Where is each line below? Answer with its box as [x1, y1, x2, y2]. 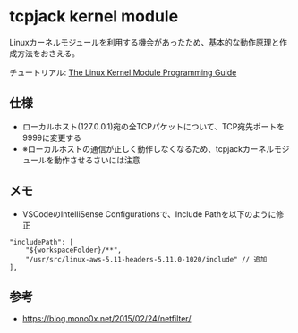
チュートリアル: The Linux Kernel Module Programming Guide [9, 67, 237, 78]
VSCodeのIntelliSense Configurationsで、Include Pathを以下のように [21, 208, 277, 220]
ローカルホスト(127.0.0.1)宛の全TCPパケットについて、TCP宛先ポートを [21, 121, 285, 131]
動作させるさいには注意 [53, 154, 140, 165]
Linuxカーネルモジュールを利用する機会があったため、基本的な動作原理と [9, 37, 280, 47]
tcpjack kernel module [9, 6, 179, 27]
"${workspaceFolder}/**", [25, 246, 123, 254]
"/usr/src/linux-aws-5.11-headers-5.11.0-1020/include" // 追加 [25, 254, 268, 264]
